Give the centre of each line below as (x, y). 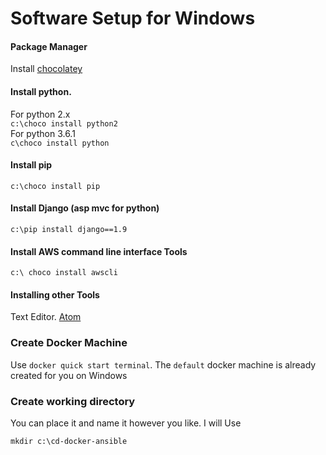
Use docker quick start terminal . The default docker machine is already (163, 364)
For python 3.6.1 (43, 133)
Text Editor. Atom (46, 317)
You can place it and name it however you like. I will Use (126, 423)
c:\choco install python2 (64, 123)
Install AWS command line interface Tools (99, 251)
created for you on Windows (69, 375)
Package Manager (49, 46)
